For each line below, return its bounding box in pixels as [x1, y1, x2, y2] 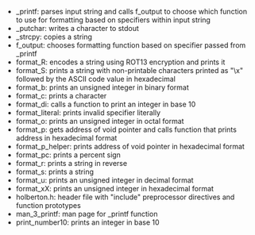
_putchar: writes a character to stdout [15, 24, 139, 33]
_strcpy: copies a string [15, 32, 93, 41]
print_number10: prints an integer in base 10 [15, 218, 160, 227]
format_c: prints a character [15, 91, 107, 100]
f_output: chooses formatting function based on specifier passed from [15, 40, 246, 50]
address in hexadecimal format [15, 133, 118, 142]
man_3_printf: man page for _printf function [15, 210, 158, 218]
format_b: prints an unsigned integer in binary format [15, 83, 189, 92]
